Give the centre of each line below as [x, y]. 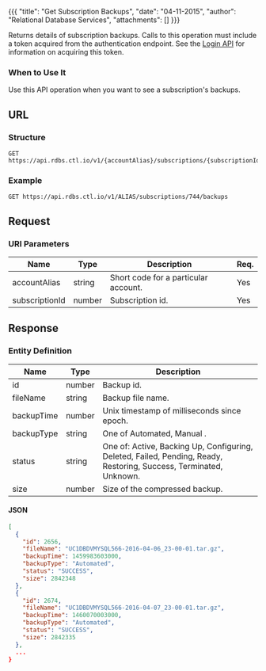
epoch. [116, 421]
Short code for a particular [159, 277]
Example [25, 180]
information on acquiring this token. [66, 52]
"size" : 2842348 [49, 578]
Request [29, 221]
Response [34, 328]
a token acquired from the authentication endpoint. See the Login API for [127, 44]
